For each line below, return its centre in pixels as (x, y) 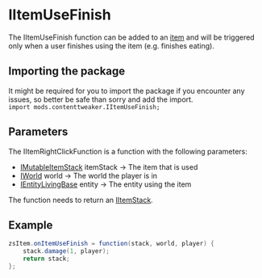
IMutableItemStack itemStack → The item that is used (109, 166)
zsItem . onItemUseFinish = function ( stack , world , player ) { (112, 244)
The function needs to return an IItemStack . (81, 200)
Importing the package (67, 72)
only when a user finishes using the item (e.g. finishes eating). (112, 45)
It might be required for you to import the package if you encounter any (127, 91)
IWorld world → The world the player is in (89, 175)
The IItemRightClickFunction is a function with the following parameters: (128, 151)
